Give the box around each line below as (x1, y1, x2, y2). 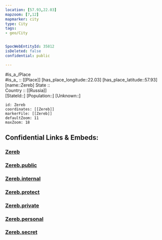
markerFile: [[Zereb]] (5, 111, 52, 116)
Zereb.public (5, 161, 37, 168)
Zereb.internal (5, 175, 41, 182)
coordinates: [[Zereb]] (5, 106, 55, 111)
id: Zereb (5, 102, 26, 107)
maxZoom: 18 (5, 119, 30, 125)
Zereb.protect (5, 188, 40, 195)
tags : (5, 26, 16, 31)
